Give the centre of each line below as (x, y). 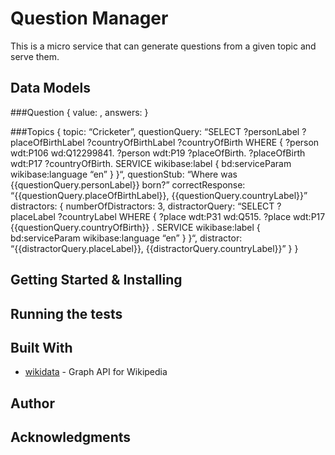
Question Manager (89, 18)
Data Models (50, 88)
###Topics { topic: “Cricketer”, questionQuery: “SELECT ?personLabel (155, 131)
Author (32, 403)
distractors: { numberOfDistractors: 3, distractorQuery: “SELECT (142, 206)
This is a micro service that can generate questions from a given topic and (163, 46)
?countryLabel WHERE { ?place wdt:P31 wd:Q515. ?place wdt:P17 (191, 216)
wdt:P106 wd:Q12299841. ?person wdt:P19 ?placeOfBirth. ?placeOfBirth (158, 153)
